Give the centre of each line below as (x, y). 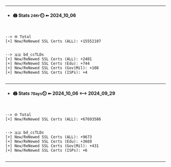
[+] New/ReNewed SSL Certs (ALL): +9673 (49, 137)
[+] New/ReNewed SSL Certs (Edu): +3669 (49, 142)
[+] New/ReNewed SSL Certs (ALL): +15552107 (53, 41)
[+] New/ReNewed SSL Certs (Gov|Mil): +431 (52, 146)
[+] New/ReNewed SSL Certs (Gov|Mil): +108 (52, 68)
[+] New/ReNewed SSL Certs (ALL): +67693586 (53, 119)
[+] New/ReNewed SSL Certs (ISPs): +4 (46, 73)
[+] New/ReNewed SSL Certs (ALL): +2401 (49, 59)
